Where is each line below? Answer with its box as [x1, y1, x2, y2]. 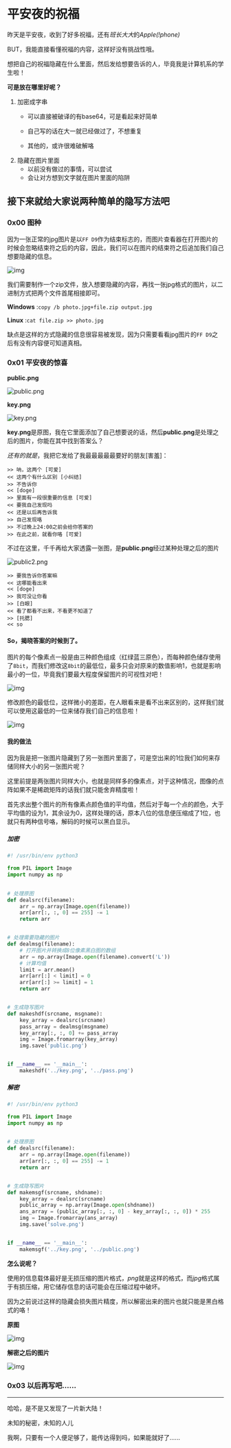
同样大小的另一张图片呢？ [12, 762, 86, 771]
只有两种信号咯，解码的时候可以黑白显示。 [12, 817, 134, 826]
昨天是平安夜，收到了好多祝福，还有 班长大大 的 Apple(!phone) [7, 30, 180, 39]
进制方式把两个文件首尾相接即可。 [7, 289, 104, 297]
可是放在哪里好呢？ [7, 83, 62, 91]
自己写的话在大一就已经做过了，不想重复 [27, 127, 142, 135]
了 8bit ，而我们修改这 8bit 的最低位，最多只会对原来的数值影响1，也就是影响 [7, 662, 221, 670]
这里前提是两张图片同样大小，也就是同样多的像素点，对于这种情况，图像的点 [7, 777, 224, 786]
